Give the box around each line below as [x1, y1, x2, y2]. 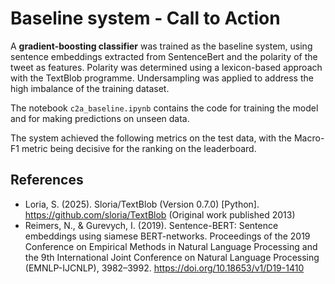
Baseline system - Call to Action [10, 7, 281, 30]
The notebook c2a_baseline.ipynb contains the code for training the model [10, 102, 319, 114]
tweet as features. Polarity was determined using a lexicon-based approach [10, 61, 323, 73]
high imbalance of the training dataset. [10, 82, 170, 94]
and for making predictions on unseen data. [10, 112, 190, 124]
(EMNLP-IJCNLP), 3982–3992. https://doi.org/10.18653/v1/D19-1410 [24, 262, 305, 274]
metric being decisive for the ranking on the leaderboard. [21, 142, 257, 154]
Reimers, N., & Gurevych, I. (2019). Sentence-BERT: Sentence [24, 219, 279, 231]
